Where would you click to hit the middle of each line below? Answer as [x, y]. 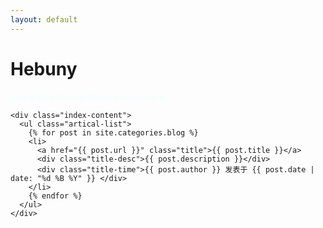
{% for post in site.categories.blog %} [113, 132]
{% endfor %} [55, 196]
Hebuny [44, 68]
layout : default [44, 19]
